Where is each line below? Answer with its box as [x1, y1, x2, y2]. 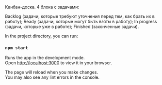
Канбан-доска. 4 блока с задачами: [5, 4, 79, 10]
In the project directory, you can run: [5, 33, 78, 39]
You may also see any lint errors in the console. [5, 74, 99, 80]
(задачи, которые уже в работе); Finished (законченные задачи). [5, 24, 139, 29]
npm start [5, 45, 28, 50]
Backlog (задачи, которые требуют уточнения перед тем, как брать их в [5, 14, 155, 19]
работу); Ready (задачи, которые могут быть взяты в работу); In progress [5, 19, 157, 24]
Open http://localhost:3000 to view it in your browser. [5, 60, 113, 66]
